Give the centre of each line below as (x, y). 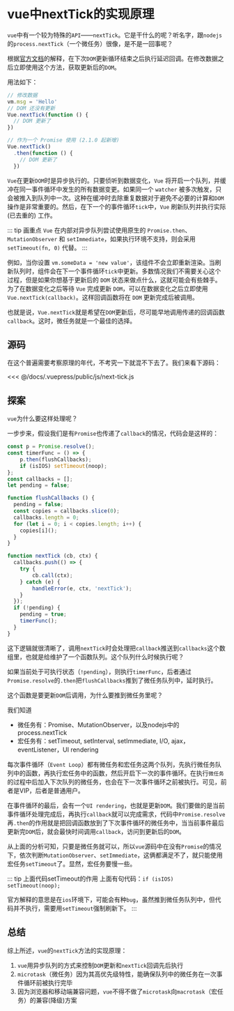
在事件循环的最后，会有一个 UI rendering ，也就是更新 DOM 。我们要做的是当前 (116, 805)
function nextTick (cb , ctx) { (53, 556)
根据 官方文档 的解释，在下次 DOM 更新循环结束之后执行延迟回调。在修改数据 (112, 58)
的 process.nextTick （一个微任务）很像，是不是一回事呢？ (90, 43)
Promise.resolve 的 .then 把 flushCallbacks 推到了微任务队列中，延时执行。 (112, 680)
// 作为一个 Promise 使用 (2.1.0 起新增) (63, 140)
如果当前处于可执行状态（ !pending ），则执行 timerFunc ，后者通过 (99, 671)
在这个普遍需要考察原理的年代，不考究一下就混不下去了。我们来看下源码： (114, 363)
